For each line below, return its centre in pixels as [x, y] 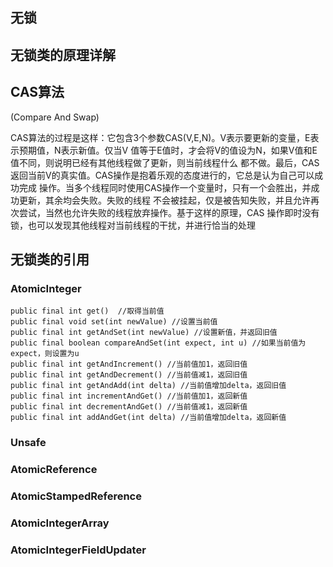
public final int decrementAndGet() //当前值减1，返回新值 [129, 407]
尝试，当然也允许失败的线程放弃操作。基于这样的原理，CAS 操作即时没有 [169, 212]
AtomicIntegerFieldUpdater [78, 550]
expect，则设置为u [45, 354]
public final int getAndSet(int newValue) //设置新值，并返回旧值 [144, 333]
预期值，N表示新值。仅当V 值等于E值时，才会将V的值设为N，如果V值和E [168, 150]
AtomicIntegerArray [60, 523]
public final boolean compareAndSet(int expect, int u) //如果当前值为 [158, 343]
